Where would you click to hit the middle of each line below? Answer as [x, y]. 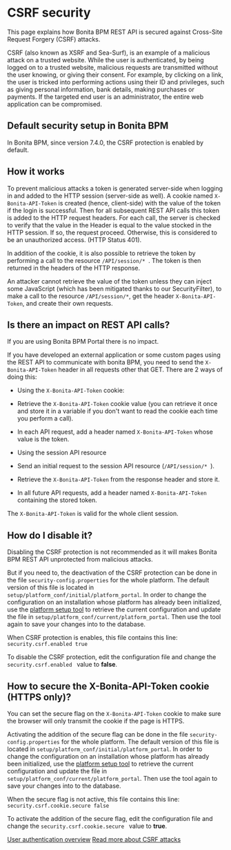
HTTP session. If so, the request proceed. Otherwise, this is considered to [112, 232]
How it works [36, 172]
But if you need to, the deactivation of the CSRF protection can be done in [112, 573]
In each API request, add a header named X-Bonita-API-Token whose [115, 432]
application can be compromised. [54, 104]
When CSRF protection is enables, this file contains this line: [92, 638]
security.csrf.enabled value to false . [62, 665]
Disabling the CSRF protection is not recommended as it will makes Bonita [112, 552]
